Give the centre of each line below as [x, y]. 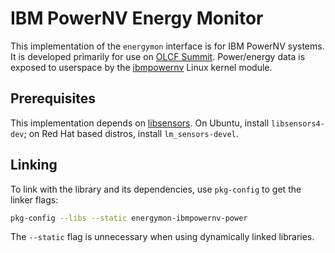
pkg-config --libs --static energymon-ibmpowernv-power [129, 218]
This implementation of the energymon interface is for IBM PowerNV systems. [167, 46]
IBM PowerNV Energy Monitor [137, 18]
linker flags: [34, 199]
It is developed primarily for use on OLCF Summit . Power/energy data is [158, 56]
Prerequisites [53, 98]
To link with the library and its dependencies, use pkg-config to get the [156, 189]
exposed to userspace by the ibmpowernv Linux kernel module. [141, 67]
